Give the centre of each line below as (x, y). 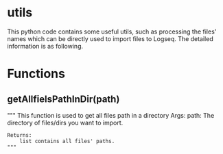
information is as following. (45, 46)
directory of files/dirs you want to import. (65, 123)
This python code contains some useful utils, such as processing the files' (112, 31)
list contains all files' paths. (67, 141)
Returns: (20, 135)
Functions (36, 74)
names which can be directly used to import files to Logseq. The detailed (110, 38)
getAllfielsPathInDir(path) (63, 99)
